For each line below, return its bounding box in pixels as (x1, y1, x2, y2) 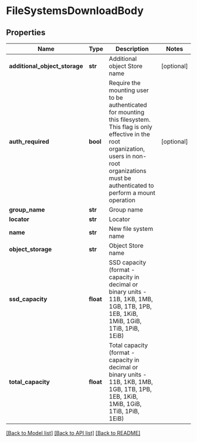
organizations (108, 167, 147, 175)
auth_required (9, 138, 50, 145)
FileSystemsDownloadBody (6, 4, 144, 18)
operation (108, 196, 136, 204)
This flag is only (108, 123, 152, 131)
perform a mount (108, 189, 155, 197)
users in (108, 152, 131, 160)
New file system (108, 225, 154, 233)
